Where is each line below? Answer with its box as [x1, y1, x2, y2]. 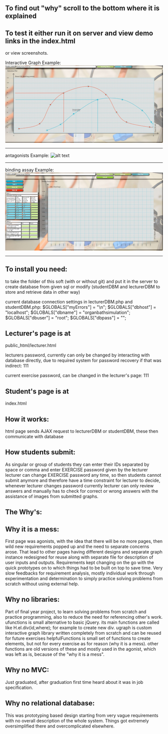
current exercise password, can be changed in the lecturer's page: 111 [5, 373, 149, 379]
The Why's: [5, 508, 42, 516]
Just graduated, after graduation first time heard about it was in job [5, 679, 143, 685]
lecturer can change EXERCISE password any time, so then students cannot [5, 472, 161, 478]
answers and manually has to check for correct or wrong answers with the [5, 488, 158, 494]
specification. [5, 684, 33, 690]
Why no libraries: [5, 595, 60, 604]
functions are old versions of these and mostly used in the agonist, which [5, 646, 156, 652]
